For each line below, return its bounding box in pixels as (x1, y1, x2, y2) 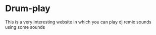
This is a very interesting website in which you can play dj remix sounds (5, 19, 152, 25)
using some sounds (5, 24, 46, 30)
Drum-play (5, 3, 51, 14)
